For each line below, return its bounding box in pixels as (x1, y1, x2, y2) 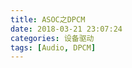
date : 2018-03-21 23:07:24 (10, 24, 123, 34)
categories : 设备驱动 (10, 33, 95, 43)
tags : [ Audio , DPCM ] (10, 42, 97, 53)
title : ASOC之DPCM (10, 14, 86, 25)
